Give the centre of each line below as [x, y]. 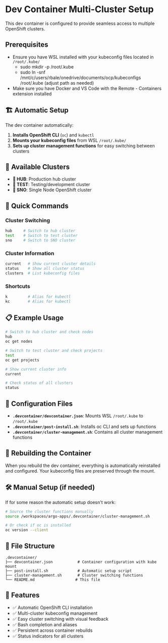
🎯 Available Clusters [37, 167]
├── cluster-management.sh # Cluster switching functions [74, 575]
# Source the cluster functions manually [49, 511]
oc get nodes [19, 342]
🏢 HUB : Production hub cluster [44, 179]
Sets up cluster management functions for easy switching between [83, 146]
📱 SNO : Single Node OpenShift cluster [52, 190]
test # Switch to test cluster [42, 235]
